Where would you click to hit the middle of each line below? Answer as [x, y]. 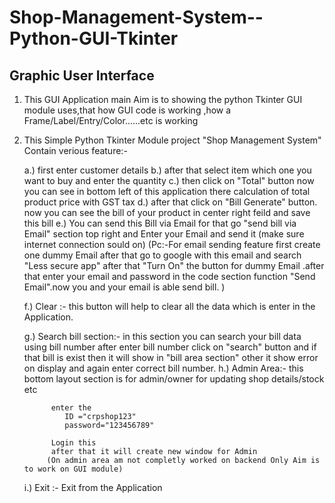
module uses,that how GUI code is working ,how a [127, 110]
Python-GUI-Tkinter [94, 38]
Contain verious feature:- [75, 150]
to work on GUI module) [73, 469]
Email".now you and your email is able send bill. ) [124, 287]
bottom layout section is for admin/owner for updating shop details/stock [174, 379]
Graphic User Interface [82, 75]
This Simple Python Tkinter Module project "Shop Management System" [172, 140]
